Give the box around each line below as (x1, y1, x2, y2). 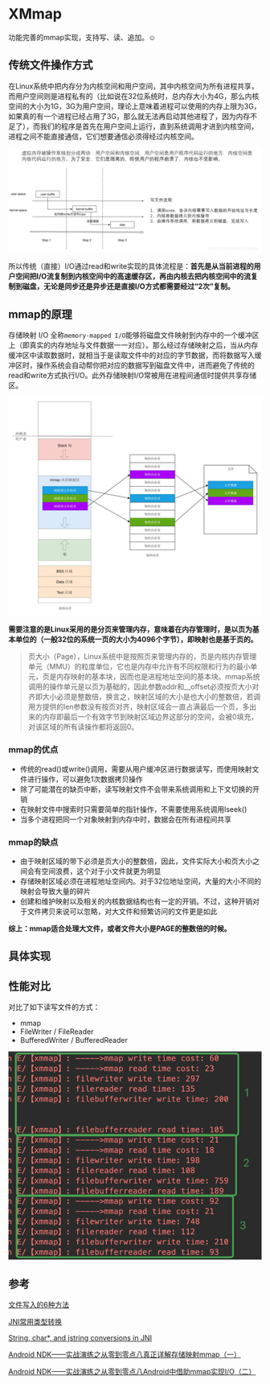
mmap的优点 (8, 744, 59, 756)
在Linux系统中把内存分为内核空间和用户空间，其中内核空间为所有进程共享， (8, 81, 259, 91)
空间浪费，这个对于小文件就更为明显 (41, 866, 162, 875)
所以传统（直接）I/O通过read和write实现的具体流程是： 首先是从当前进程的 (8, 262, 255, 271)
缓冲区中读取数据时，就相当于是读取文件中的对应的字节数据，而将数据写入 (8, 351, 255, 360)
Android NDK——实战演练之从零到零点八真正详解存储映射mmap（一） (8, 1349, 241, 1360)
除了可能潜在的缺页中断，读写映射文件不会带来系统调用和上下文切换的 (19, 784, 253, 793)
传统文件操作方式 (8, 58, 93, 72)
